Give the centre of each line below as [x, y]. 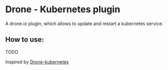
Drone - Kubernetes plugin [63, 9]
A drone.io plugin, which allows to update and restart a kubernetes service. [84, 24]
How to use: [25, 40]
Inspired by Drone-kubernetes [37, 62]
